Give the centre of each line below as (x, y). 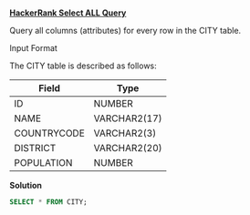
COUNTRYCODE (49, 133)
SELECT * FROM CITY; (49, 202)
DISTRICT (35, 148)
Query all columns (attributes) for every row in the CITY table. (125, 30)
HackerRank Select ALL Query (68, 13)
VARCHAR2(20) (128, 148)
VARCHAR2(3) (125, 133)
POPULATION (43, 162)
